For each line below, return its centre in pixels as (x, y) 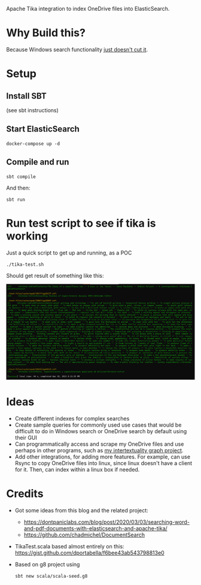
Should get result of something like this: (55, 275)
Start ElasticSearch (43, 129)
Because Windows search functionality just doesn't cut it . (77, 49)
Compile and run (38, 162)
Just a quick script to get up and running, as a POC (69, 253)
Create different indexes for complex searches (72, 419)
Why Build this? (46, 33)
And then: (18, 188)
